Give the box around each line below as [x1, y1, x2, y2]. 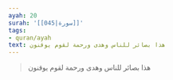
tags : [8, 26, 26, 34]
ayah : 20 [8, 11, 37, 20]
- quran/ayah [8, 33, 52, 42]
